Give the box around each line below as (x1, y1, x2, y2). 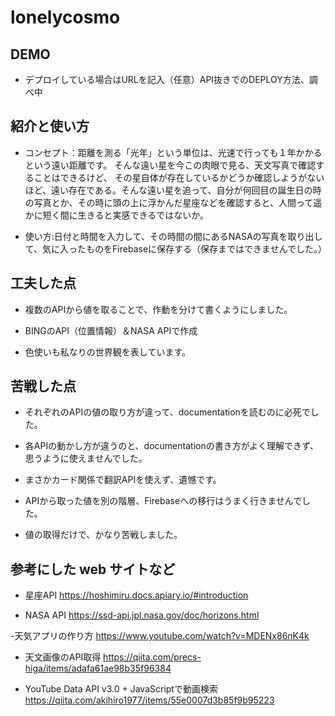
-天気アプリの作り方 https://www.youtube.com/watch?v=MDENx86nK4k (10, 630, 310, 642)
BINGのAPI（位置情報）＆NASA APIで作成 (24, 324, 198, 336)
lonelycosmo (10, 6, 121, 29)
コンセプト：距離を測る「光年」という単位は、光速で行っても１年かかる (24, 146, 323, 158)
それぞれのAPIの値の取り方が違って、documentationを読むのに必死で (24, 406, 311, 418)
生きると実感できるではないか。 (77, 209, 209, 221)
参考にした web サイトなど (10, 561, 176, 578)
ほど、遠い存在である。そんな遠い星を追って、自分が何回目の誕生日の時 (24, 184, 322, 196)
